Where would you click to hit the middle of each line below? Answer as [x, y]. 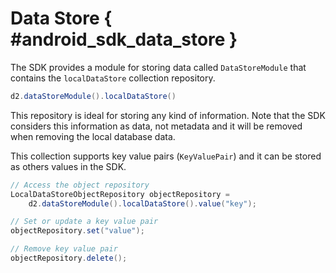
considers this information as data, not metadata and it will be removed [156, 126]
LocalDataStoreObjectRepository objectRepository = [120, 194]
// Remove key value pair [64, 249]
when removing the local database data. [93, 136]
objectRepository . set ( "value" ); [77, 231]
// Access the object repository [80, 185]
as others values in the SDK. [68, 166]
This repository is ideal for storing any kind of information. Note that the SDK [168, 115]
